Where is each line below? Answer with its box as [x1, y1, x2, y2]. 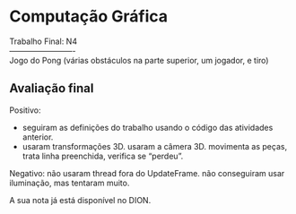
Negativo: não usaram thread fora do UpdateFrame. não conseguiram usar [9, 167, 285, 178]
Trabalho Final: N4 [9, 36, 78, 47]
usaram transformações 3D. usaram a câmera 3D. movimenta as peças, [22, 141, 288, 151]
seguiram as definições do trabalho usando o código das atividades [22, 122, 274, 133]
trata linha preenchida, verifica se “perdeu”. [22, 150, 184, 161]
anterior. [22, 132, 54, 142]
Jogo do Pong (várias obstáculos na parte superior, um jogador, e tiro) [9, 55, 269, 65]
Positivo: [9, 105, 42, 116]
